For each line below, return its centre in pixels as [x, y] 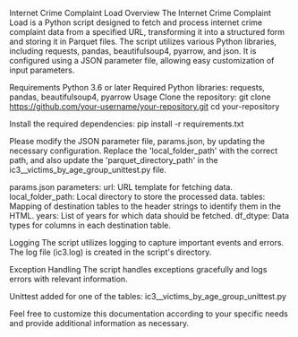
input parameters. [42, 70]
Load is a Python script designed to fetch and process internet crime [136, 22]
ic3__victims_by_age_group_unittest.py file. [88, 170]
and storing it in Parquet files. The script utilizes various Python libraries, [143, 41]
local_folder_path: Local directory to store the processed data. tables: [137, 197]
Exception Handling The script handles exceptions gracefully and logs [138, 269]
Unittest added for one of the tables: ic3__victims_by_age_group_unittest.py [148, 296]
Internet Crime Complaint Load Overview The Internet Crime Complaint [140, 13]
